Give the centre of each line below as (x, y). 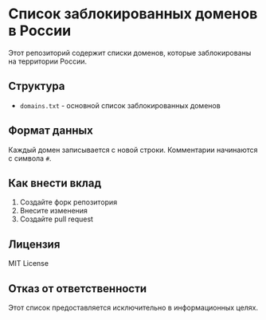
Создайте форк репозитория (68, 202)
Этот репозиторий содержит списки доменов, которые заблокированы (130, 53)
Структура (37, 86)
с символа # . (30, 158)
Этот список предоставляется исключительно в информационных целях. (133, 308)
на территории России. (48, 61)
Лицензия (34, 244)
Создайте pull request (57, 219)
